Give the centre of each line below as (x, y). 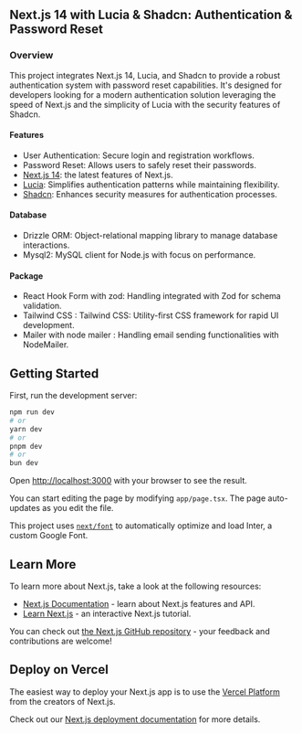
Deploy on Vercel (59, 670)
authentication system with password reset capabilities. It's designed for (146, 85)
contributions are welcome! (61, 641)
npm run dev (32, 412)
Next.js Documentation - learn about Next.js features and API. (139, 604)
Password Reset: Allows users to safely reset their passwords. (140, 165)
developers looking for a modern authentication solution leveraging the (143, 94)
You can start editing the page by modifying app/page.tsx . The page (138, 498)
